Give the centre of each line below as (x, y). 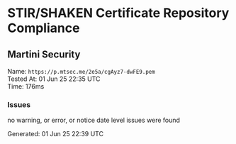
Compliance (44, 28)
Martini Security (44, 54)
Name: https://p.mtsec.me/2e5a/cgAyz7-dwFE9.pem (82, 71)
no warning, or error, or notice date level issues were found (94, 120)
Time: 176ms (26, 86)
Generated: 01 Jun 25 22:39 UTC (56, 134)
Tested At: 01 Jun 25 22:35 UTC (54, 79)
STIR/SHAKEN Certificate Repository (118, 13)
